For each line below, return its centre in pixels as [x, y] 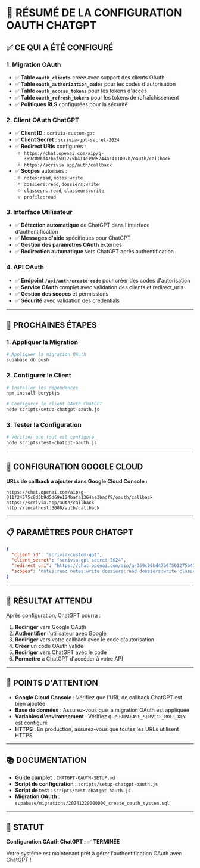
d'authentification [36, 232]
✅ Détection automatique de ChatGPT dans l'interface [82, 225]
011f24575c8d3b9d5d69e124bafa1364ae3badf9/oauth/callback [79, 497]
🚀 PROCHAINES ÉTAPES [51, 325]
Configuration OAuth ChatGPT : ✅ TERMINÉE [63, 842]
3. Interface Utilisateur [39, 212]
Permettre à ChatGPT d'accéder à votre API [69, 658]
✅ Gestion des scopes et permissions [62, 294]
